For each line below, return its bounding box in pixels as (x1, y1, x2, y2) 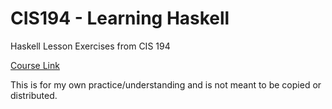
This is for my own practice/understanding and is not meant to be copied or (10, 78, 322, 91)
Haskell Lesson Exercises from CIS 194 (10, 40, 171, 52)
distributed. (10, 89, 58, 101)
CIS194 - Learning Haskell (10, 7, 230, 30)
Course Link (10, 59, 60, 71)
